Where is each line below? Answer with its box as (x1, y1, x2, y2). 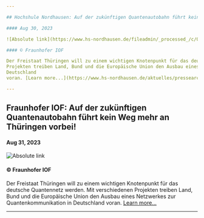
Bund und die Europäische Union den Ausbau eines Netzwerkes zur (6, 192, 176, 200)
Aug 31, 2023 (6, 138, 41, 146)
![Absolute (6, 36, 34, 43)
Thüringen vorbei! (6, 122, 76, 132)
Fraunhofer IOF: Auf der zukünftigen (6, 103, 147, 113)
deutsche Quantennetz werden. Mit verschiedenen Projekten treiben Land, (6, 186, 193, 193)
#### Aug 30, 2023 (6, 25, 53, 31)
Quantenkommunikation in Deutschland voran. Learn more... (6, 199, 157, 206)
